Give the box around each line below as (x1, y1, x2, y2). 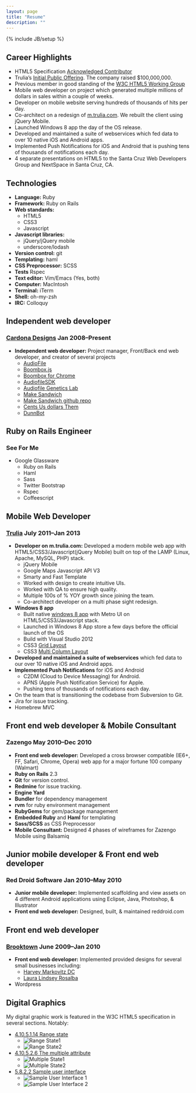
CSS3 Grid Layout (23, 642, 67, 649)
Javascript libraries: (14, 231, 65, 238)
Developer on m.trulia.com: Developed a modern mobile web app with (14, 542, 186, 549)
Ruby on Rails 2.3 (14, 770, 58, 777)
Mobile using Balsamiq (14, 832, 70, 840)
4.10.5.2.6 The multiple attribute (14, 1049, 91, 1056)
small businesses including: (14, 962, 81, 969)
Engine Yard (14, 789, 45, 796)
